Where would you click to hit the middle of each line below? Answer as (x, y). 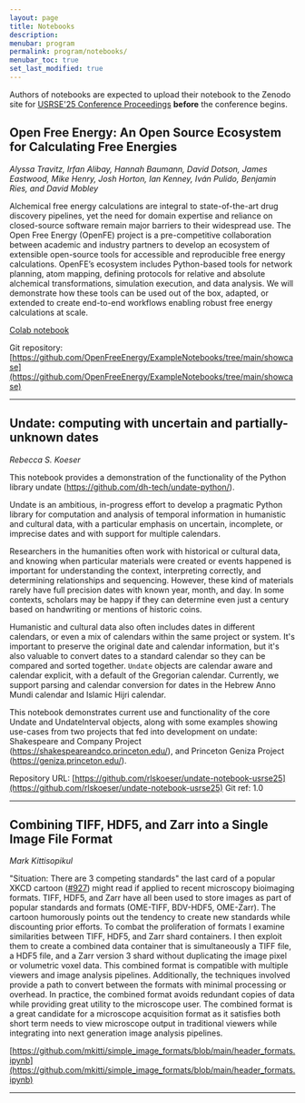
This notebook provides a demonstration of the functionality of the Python (148, 477)
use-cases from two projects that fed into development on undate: (133, 731)
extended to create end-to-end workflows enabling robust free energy (141, 302)
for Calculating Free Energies (93, 147)
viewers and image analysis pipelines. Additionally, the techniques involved (150, 976)
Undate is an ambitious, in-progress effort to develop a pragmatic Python (146, 504)
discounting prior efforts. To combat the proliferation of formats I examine (147, 927)
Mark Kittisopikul (41, 861)
